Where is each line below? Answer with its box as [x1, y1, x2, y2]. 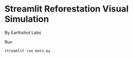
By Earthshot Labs [4, 29, 41, 35]
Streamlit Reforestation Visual [4, 3, 129, 14]
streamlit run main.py [4, 48, 51, 53]
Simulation [4, 14, 49, 25]
